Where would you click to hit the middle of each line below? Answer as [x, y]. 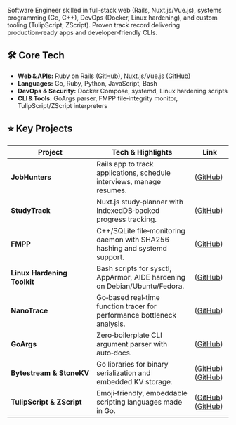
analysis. [111, 324]
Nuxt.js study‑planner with [140, 202]
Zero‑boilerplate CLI [130, 335]
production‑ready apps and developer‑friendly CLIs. [83, 32]
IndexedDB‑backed [128, 210]
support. [110, 257]
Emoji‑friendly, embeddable [142, 393]
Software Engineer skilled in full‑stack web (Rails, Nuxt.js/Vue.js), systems [115, 10]
